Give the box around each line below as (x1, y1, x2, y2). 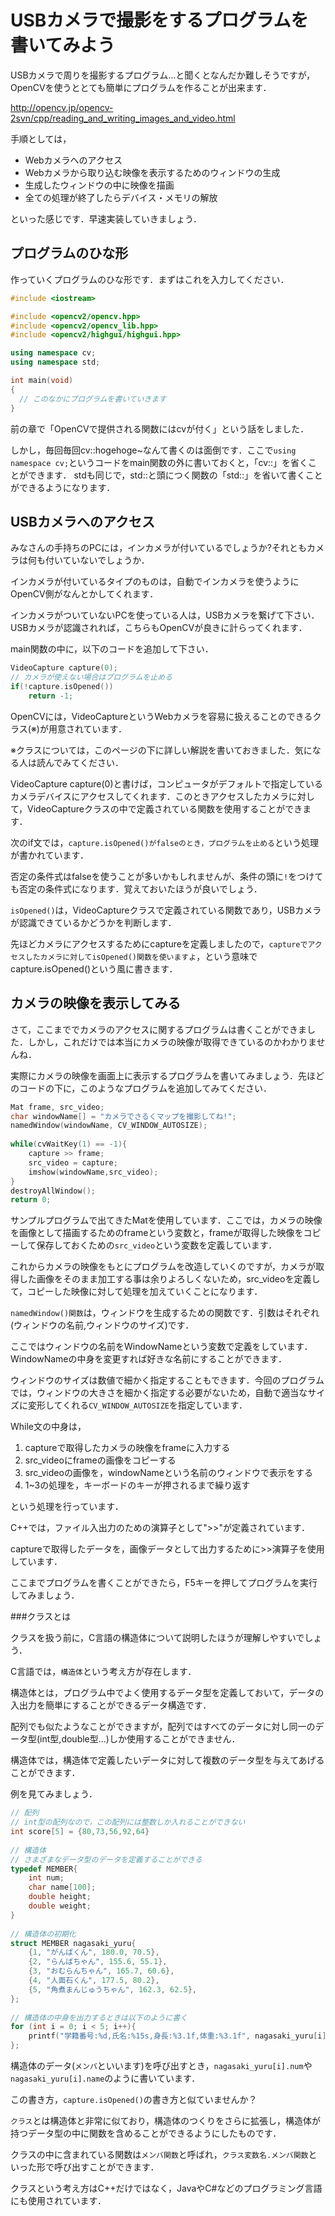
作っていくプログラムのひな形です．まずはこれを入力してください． (10, 273, 290, 285)
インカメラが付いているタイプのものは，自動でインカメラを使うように (10, 576, 300, 588)
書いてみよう (10, 34, 116, 57)
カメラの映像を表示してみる (10, 995, 182, 1012)
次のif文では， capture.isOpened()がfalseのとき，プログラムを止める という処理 (10, 836, 319, 848)
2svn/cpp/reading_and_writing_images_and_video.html (10, 112, 236, 124)
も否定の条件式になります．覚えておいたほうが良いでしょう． (10, 882, 263, 895)
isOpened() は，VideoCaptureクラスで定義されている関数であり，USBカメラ (10, 904, 322, 916)
